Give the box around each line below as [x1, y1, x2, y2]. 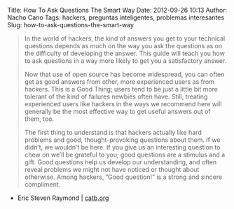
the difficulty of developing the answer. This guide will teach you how [24, 49, 226, 57]
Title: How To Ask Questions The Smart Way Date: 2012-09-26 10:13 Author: [7, 6, 228, 14]
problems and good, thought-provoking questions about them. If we [24, 136, 221, 144]
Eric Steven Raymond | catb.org [17, 194, 109, 202]
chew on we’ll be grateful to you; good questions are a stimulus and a [24, 150, 226, 159]
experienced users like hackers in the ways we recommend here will [24, 100, 222, 108]
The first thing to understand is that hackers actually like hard [24, 129, 202, 136]
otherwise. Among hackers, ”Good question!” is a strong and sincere [24, 173, 223, 181]
